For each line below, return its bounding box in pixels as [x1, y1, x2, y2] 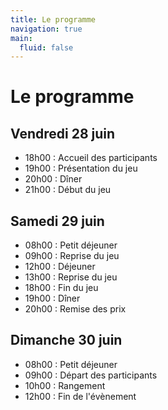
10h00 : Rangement [24, 379, 106, 391]
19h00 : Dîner [24, 292, 81, 305]
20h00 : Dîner [24, 173, 83, 185]
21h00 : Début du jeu [24, 184, 112, 196]
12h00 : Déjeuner [24, 261, 96, 273]
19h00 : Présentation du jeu [24, 162, 138, 175]
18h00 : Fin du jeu [24, 282, 99, 294]
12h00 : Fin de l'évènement [24, 390, 137, 402]
